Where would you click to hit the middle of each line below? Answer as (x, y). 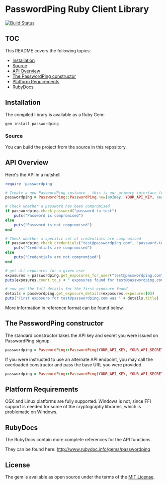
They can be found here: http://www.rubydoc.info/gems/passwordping (78, 449)
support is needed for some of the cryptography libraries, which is (73, 407)
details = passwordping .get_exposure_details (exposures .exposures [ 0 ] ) (80, 294)
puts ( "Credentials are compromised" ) (53, 248)
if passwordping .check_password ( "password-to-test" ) (61, 211)
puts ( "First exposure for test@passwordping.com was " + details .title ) (82, 298)
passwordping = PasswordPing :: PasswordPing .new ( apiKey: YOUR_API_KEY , (80, 197)
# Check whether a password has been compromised (58, 206)
